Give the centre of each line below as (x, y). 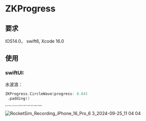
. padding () (18, 98)
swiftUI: (15, 73)
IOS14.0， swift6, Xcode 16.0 (35, 41)
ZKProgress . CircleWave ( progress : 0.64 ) (47, 94)
